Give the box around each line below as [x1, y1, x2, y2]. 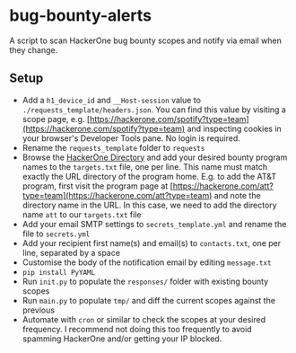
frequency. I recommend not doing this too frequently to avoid [22, 323, 253, 334]
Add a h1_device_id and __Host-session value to [22, 94, 202, 105]
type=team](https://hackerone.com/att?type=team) [22, 190, 213, 200]
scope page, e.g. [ [22, 113, 91, 124]
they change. [9, 44, 58, 55]
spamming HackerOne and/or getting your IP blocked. [22, 333, 222, 344]
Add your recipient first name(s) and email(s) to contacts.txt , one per [22, 237, 282, 248]
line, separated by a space [22, 247, 121, 258]
